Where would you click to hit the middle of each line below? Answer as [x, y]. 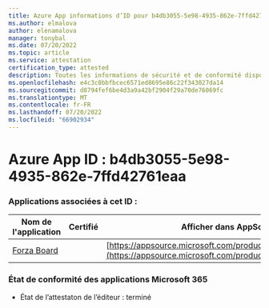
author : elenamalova [43, 30]
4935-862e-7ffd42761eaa [97, 176]
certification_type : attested [59, 68]
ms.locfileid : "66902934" [51, 120]
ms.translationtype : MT [48, 98]
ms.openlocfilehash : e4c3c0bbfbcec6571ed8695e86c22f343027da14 [116, 82]
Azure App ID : [57, 160]
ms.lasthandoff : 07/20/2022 [55, 113]
